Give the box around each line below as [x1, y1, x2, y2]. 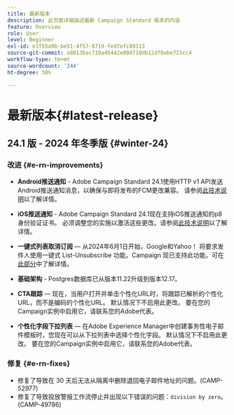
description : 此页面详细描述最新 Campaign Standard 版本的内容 [7, 17, 180, 24]
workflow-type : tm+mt [7, 56, 71, 63]
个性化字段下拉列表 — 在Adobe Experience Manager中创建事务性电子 [17, 322, 218, 330]
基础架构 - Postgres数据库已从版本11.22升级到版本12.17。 [17, 275, 182, 283]
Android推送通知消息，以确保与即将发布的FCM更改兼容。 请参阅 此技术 [17, 186, 221, 195]
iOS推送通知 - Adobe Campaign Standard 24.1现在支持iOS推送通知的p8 [17, 210, 222, 218]
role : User [7, 29, 39, 37]
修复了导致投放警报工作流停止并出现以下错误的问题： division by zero [17, 392, 221, 400]
